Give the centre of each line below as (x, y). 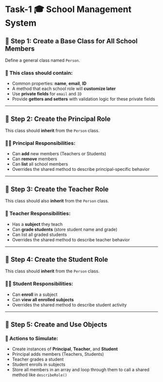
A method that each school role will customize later (64, 89)
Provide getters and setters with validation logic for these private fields (83, 99)
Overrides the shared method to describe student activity (69, 305)
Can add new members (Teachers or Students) (59, 154)
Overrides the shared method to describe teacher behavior (71, 239)
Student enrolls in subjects (39, 364)
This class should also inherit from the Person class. (57, 201)
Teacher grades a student (38, 359)
